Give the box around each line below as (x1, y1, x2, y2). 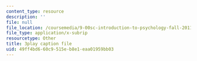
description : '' (6, 14, 46, 20)
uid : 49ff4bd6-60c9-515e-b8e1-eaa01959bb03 (6, 46, 114, 52)
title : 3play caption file (6, 41, 72, 47)
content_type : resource (6, 8, 64, 15)
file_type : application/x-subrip (6, 30, 88, 36)
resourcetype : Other (6, 35, 57, 41)
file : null (6, 19, 33, 25)
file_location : (6, 24, 43, 31)
